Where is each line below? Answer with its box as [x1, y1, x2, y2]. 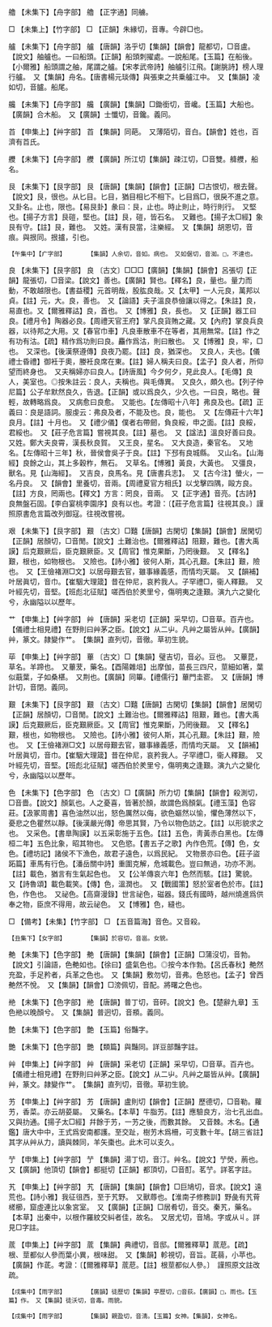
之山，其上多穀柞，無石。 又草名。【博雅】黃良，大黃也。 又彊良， [36, 458, 261, 467]
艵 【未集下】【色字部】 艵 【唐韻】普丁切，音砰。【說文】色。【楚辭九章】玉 [8, 997, 259, 1006]
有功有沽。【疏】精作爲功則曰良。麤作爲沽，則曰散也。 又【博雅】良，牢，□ [8, 336, 263, 346]
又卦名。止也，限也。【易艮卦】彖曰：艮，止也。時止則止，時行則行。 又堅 [8, 202, 257, 211]
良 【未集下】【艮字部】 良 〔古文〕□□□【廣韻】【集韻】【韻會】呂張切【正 [8, 265, 257, 274]
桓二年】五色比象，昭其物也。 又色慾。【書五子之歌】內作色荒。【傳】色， [8, 838, 253, 848]
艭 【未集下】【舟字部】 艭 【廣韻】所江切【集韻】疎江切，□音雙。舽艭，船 [8, 154, 259, 164]
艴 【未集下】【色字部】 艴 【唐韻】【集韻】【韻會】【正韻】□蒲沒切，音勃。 [8, 950, 255, 959]
